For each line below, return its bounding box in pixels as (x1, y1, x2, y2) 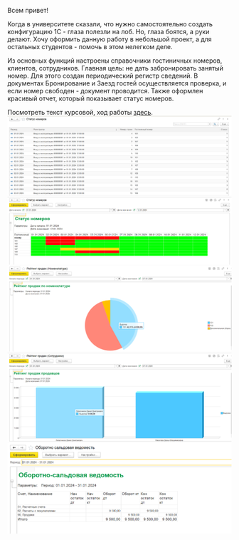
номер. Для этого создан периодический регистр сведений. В (7, 71, 198, 80)
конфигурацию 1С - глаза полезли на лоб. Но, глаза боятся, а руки (7, 28, 210, 36)
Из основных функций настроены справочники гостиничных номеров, (7, 56, 223, 65)
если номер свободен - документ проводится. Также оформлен (7, 87, 203, 95)
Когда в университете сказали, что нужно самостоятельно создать (7, 20, 213, 28)
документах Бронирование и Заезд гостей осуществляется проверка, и (7, 79, 227, 88)
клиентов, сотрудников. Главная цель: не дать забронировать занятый (7, 64, 224, 72)
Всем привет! (7, 6, 48, 14)
